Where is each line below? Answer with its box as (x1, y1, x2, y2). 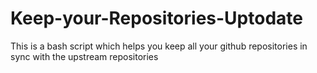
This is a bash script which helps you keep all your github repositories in (10, 40, 308, 52)
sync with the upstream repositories (10, 50, 159, 62)
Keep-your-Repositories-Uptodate (10, 7, 303, 30)
